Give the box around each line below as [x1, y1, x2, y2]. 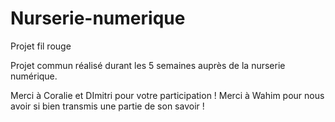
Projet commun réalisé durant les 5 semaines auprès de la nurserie [10, 59, 286, 71]
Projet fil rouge [10, 40, 72, 52]
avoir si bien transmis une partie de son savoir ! [10, 100, 205, 112]
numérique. [10, 70, 58, 82]
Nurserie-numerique [10, 7, 186, 30]
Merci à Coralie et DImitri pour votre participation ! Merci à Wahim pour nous [10, 89, 325, 101]
